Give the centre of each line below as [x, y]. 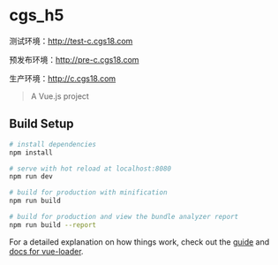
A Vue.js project [60, 96]
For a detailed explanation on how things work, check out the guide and [139, 242]
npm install [31, 152]
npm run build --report [53, 225]
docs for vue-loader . [46, 251]
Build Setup [41, 124]
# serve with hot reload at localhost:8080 [90, 169]
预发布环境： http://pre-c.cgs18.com [74, 59]
